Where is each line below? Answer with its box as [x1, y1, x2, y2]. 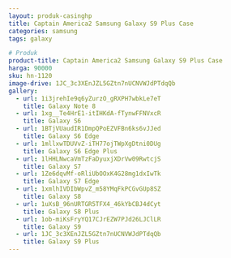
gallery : [8, 87, 38, 95]
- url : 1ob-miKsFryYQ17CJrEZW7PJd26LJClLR [15, 215, 161, 223]
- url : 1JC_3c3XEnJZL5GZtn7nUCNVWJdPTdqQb [15, 230, 161, 239]
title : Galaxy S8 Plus [23, 208, 100, 216]
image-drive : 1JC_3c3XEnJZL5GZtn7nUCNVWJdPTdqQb [8, 79, 176, 88]
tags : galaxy [8, 34, 53, 43]
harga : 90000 [8, 64, 53, 73]
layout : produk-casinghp [8, 11, 92, 20]
